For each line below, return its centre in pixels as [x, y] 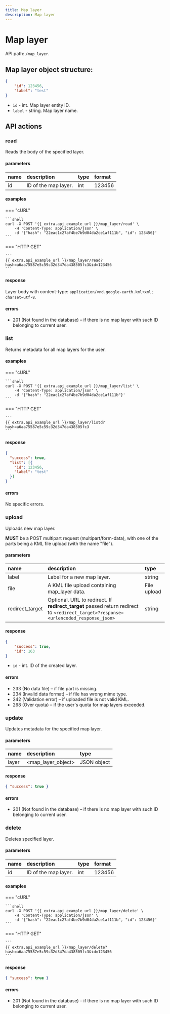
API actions [24, 126]
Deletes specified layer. [30, 839]
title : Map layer [24, 10]
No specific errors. [25, 504]
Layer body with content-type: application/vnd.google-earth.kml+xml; [79, 292]
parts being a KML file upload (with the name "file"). [59, 543]
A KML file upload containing [82, 585]
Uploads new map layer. [30, 528]
